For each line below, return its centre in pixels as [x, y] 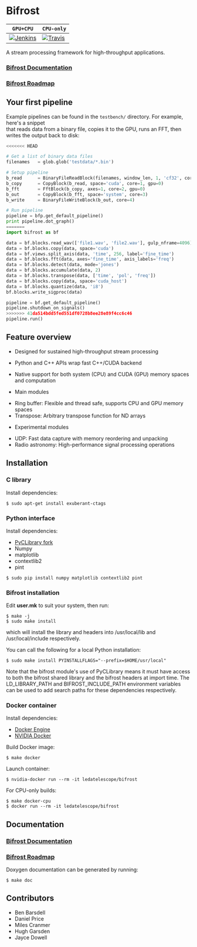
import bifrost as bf [33, 232]
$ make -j [18, 616]
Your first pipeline [40, 102]
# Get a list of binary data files [50, 157]
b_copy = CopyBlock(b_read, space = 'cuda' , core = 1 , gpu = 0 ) [85, 183]
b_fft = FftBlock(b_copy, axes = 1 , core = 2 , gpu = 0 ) [76, 189]
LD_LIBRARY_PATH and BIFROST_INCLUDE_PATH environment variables [94, 684]
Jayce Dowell [31, 937]
